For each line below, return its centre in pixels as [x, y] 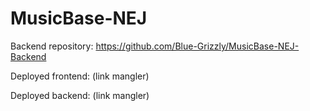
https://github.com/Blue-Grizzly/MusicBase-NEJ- [197, 46]
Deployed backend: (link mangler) [80, 95]
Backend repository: [52, 46]
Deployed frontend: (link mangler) [80, 76]
